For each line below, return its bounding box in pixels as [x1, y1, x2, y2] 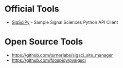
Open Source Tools [4, 36, 83, 47]
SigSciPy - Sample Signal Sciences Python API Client [11, 19, 118, 25]
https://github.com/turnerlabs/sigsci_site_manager [11, 52, 113, 58]
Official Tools [4, 3, 59, 14]
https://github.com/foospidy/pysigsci [11, 57, 86, 63]
